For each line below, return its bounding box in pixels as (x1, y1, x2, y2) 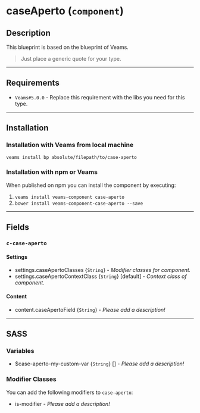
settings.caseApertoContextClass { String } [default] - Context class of (14, 273, 187, 280)
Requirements (6, 78, 60, 88)
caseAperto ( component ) (6, 4, 124, 18)
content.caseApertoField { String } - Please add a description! (14, 306, 165, 313)
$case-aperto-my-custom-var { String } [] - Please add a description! (14, 360, 185, 367)
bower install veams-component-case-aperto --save (14, 201, 143, 206)
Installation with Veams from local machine (6, 141, 134, 149)
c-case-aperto (6, 240, 47, 247)
